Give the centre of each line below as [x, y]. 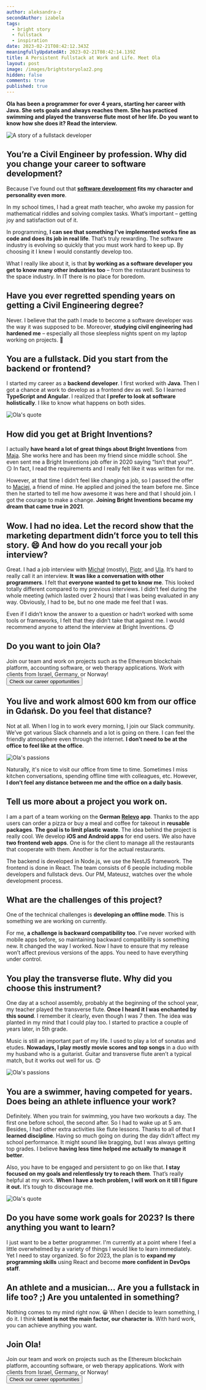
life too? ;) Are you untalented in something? [93, 1298]
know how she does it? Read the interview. [62, 123]
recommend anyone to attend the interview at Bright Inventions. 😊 [90, 627]
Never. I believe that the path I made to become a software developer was [100, 320]
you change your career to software [76, 164]
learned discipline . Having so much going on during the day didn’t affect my [103, 1135]
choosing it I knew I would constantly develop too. [70, 251]
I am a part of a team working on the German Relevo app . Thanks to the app [103, 816]
